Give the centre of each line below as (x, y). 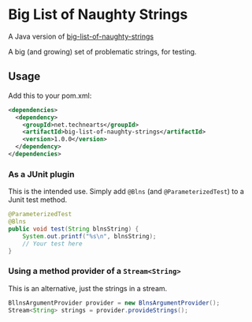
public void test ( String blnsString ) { (74, 229)
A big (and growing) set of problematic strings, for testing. (102, 51)
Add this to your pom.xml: (50, 95)
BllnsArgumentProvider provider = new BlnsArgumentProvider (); (114, 303)
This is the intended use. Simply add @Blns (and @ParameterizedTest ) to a (126, 192)
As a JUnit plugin (41, 174)
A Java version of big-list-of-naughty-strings (81, 36)
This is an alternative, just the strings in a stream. (88, 288)
